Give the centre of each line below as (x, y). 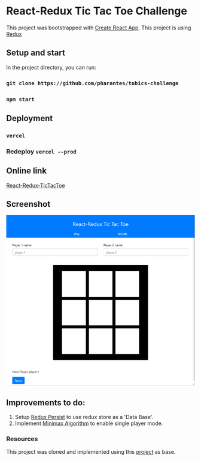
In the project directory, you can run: (51, 67)
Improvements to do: (46, 403)
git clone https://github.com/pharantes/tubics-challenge (92, 83)
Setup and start (36, 53)
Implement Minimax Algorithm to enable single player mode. (89, 423)
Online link (26, 171)
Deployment (30, 118)
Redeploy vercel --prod (41, 151)
